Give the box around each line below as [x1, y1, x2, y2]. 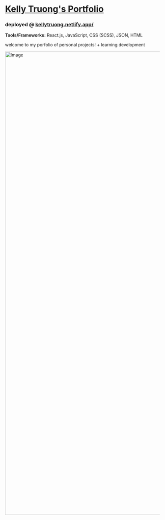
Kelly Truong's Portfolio [5, 3, 104, 15]
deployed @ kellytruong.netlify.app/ [5, 21, 94, 28]
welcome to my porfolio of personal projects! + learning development [5, 42, 145, 48]
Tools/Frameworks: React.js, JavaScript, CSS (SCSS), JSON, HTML [5, 32, 143, 38]
